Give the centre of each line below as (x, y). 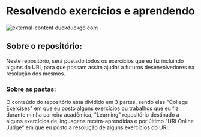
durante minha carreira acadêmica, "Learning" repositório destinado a (93, 115)
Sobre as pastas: (31, 89)
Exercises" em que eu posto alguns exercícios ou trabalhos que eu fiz (92, 108)
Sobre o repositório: (44, 46)
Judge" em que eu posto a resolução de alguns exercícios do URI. (88, 127)
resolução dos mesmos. (36, 74)
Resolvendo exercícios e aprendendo (100, 11)
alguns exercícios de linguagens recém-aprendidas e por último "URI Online (100, 121)
